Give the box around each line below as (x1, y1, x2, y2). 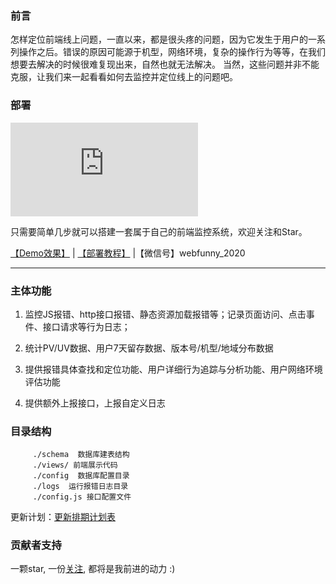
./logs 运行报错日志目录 (32, 482, 129, 492)
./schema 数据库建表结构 (32, 450, 130, 460)
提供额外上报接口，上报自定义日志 (24, 397, 166, 409)
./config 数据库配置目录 (32, 471, 130, 481)
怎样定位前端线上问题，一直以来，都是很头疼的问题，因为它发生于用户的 (10, 33, 308, 46)
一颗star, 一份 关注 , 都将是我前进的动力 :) (10, 563, 176, 575)
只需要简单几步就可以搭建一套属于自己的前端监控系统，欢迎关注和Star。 (10, 225, 308, 237)
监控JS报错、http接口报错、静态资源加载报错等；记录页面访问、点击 (24, 308, 307, 320)
